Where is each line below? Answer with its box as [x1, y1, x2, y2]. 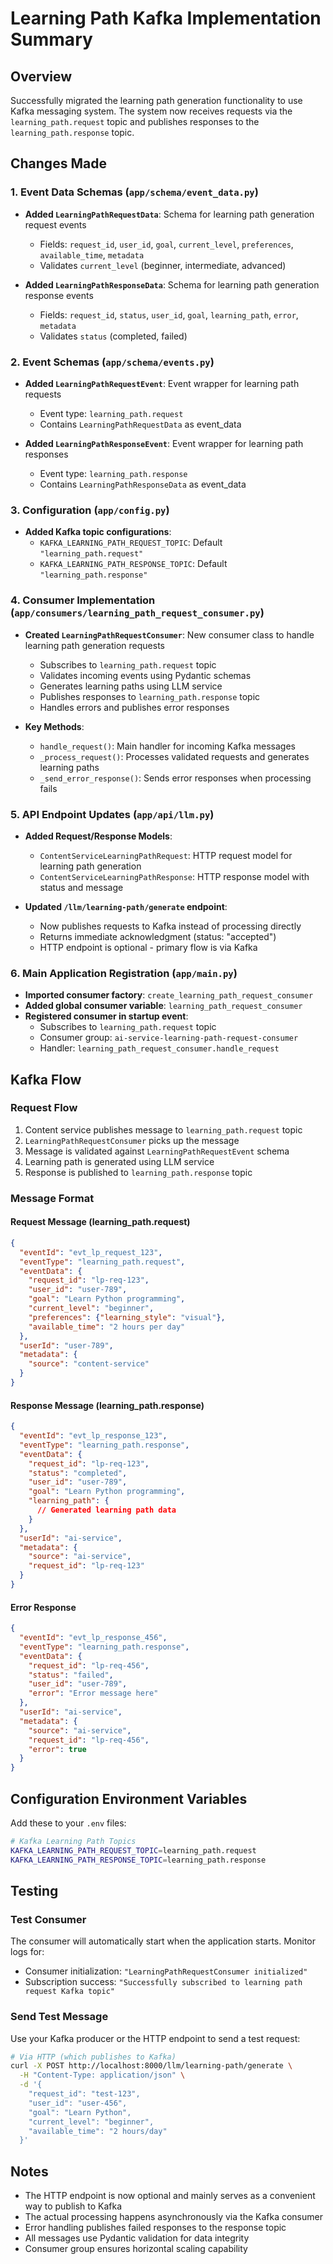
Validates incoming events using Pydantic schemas [39, 669, 252, 681]
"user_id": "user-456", [28, 2098, 128, 2108]
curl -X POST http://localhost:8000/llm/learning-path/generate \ [10, 2061, 293, 2071]
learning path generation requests [24, 639, 165, 651]
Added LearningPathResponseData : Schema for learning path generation [24, 278, 320, 291]
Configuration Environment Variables [10, 1790, 248, 1807]
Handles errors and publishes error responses [39, 701, 230, 713]
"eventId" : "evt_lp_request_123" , [19, 1247, 163, 1257]
